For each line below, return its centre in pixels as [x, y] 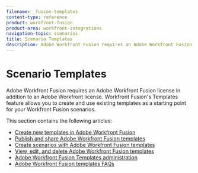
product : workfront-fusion [39, 23]
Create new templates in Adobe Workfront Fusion [75, 132]
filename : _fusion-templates [42, 12]
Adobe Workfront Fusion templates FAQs [64, 164]
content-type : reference [37, 17]
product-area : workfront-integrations [54, 28]
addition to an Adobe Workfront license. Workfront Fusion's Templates [92, 97]
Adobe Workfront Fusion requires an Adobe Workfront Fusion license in [93, 90]
